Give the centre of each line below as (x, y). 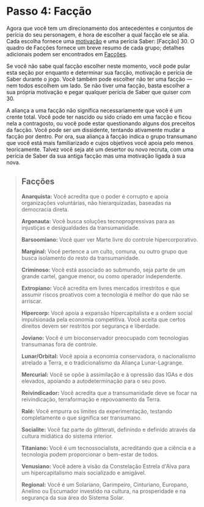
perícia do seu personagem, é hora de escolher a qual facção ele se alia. (98, 34)
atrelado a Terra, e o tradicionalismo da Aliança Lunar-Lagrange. (102, 363)
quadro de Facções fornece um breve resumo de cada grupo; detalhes (96, 48)
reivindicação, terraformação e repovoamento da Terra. (91, 399)
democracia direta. (45, 209)
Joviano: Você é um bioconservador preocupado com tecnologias (105, 338)
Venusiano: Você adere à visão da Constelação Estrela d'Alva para (106, 466)
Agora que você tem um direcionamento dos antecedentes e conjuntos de (100, 28)
